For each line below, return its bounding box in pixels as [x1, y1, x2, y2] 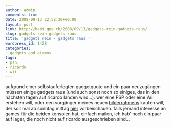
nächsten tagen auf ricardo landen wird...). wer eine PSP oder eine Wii [5, 94, 154, 100]
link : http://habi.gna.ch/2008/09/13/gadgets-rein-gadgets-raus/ [5, 27, 147, 32]
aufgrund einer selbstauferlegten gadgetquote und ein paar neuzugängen [5, 83, 161, 90]
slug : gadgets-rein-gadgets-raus [5, 31, 77, 36]
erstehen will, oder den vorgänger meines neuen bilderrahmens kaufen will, [5, 100, 165, 105]
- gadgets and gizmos [5, 50, 52, 55]
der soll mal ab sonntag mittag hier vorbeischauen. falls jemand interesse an [5, 105, 166, 111]
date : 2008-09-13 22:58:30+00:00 [5, 17, 77, 22]
